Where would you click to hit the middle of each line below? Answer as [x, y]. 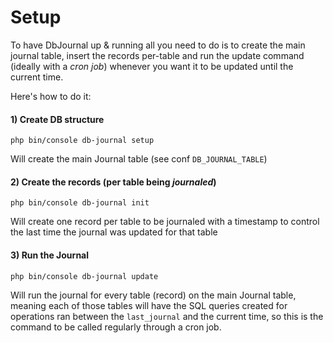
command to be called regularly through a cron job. [116, 327]
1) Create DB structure [57, 119]
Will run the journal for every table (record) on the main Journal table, [153, 295]
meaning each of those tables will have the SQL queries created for [149, 305]
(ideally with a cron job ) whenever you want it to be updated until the [152, 66]
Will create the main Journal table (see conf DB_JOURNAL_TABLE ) [139, 159]
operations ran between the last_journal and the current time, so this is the [167, 316]
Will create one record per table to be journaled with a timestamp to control [165, 222]
